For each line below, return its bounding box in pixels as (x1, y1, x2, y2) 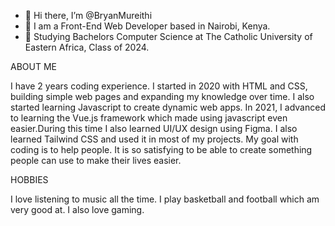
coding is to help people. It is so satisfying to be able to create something (10, 144, 313, 155)
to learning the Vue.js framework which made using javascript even (10, 112, 288, 124)
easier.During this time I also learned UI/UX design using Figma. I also (10, 123, 298, 134)
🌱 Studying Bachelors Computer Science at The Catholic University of (24, 31, 313, 42)
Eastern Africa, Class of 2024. (24, 41, 150, 53)
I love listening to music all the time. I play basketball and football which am (10, 193, 320, 205)
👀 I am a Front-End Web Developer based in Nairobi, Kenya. (24, 20, 271, 32)
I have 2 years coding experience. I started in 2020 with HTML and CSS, (10, 80, 308, 92)
